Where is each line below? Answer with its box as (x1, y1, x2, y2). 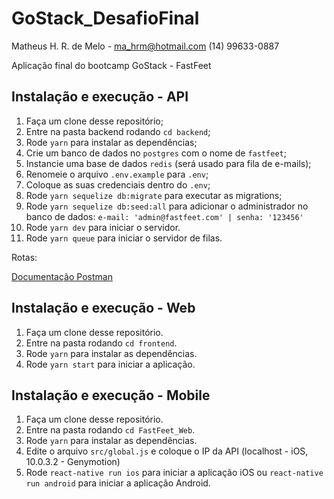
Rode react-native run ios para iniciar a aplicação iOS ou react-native (25, 467, 324, 479)
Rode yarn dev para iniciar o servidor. (25, 221, 181, 233)
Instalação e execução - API (11, 88, 189, 106)
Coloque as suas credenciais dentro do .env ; (25, 178, 211, 191)
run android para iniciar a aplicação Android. (25, 477, 211, 489)
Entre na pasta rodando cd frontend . (25, 337, 178, 349)
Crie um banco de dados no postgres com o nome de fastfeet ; (25, 147, 287, 159)
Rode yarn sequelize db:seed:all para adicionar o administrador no (25, 200, 309, 212)
